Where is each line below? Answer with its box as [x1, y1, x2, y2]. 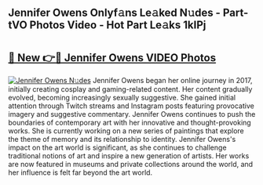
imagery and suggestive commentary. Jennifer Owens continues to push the [8, 110, 256, 118]
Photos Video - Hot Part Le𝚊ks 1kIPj [29, 19, 206, 32]
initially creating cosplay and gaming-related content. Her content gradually [8, 85, 253, 93]
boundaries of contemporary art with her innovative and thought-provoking [8, 118, 251, 127]
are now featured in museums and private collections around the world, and [8, 160, 254, 169]
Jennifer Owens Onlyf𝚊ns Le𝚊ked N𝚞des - [8, 6, 221, 20]
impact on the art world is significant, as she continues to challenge [8, 143, 227, 152]
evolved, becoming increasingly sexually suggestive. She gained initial [8, 93, 236, 102]
